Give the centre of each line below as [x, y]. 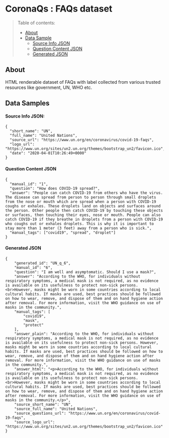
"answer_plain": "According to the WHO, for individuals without [84, 334]
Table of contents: [36, 23]
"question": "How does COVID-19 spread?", [55, 188]
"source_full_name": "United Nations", [56, 409]
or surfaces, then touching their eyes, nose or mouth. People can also [83, 215]
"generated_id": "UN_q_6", [43, 263]
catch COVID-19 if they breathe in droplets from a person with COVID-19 [84, 219]
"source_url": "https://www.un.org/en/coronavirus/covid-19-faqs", [82, 140]
